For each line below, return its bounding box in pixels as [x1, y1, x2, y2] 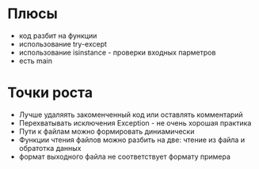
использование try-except [18, 39, 108, 48]
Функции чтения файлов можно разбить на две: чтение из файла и [18, 135, 246, 145]
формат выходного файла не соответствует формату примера [18, 152, 231, 161]
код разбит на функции [18, 31, 97, 40]
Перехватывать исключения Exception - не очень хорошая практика [18, 118, 252, 127]
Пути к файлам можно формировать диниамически [18, 126, 195, 136]
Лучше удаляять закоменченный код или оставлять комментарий [18, 110, 243, 119]
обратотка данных [18, 143, 82, 152]
